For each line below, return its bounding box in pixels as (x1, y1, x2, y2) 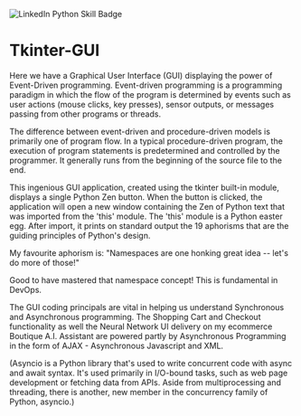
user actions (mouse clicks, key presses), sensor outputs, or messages (9, 99, 274, 109)
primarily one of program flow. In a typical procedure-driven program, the (9, 136, 283, 147)
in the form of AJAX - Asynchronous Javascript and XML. (9, 340, 224, 351)
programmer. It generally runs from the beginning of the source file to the (9, 155, 283, 165)
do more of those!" (9, 257, 80, 268)
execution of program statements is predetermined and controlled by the (9, 145, 280, 156)
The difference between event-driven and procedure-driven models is (9, 126, 271, 137)
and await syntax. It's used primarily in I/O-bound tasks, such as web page (9, 367, 288, 378)
